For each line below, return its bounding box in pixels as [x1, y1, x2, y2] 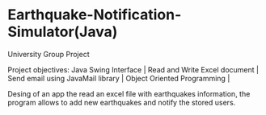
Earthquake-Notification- [7, 6, 182, 24]
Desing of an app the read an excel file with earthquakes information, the [7, 88, 251, 98]
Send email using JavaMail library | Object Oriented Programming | [7, 73, 230, 83]
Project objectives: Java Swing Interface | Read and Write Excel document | [7, 64, 260, 74]
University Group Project [7, 49, 90, 59]
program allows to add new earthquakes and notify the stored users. [7, 97, 236, 107]
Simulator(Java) [7, 23, 118, 41]
